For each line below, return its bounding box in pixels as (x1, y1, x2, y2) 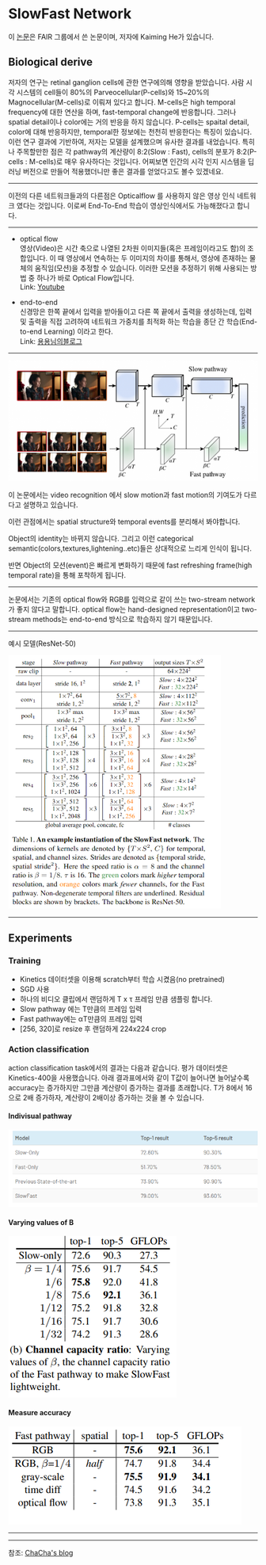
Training (8, 956, 41, 967)
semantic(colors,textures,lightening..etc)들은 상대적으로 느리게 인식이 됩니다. (8, 544, 252, 553)
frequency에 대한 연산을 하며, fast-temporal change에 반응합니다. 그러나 (8, 107, 237, 116)
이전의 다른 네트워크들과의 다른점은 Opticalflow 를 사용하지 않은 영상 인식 (8, 191, 236, 200)
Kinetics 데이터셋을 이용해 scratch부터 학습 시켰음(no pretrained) (19, 974, 226, 983)
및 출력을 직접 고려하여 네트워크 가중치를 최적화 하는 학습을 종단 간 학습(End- (19, 316, 258, 326)
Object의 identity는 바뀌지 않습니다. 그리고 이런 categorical (8, 533, 194, 543)
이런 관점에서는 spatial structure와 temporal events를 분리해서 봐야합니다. (8, 517, 241, 526)
